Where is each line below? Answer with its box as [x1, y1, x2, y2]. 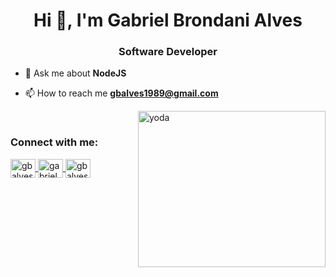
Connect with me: [10, 135, 99, 149]
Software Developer [118, 45, 218, 59]
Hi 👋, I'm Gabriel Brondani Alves [33, 9, 303, 32]
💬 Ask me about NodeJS [24, 67, 127, 79]
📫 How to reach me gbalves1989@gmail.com [24, 87, 219, 99]
